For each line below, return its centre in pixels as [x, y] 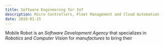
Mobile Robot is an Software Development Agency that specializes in [76, 33]
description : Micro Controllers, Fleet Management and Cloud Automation [82, 14]
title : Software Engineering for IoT [44, 10]
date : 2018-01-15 [23, 19]
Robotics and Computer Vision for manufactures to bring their [69, 38]
